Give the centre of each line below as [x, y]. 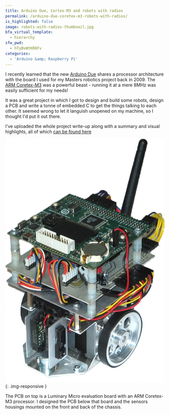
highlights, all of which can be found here [49, 132]
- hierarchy [23, 38]
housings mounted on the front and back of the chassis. [64, 407]
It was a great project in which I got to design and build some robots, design [84, 100]
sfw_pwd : [14, 43]
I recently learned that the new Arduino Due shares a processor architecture [84, 74]
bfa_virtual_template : [29, 32]
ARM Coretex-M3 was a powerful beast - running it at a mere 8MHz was [81, 85]
